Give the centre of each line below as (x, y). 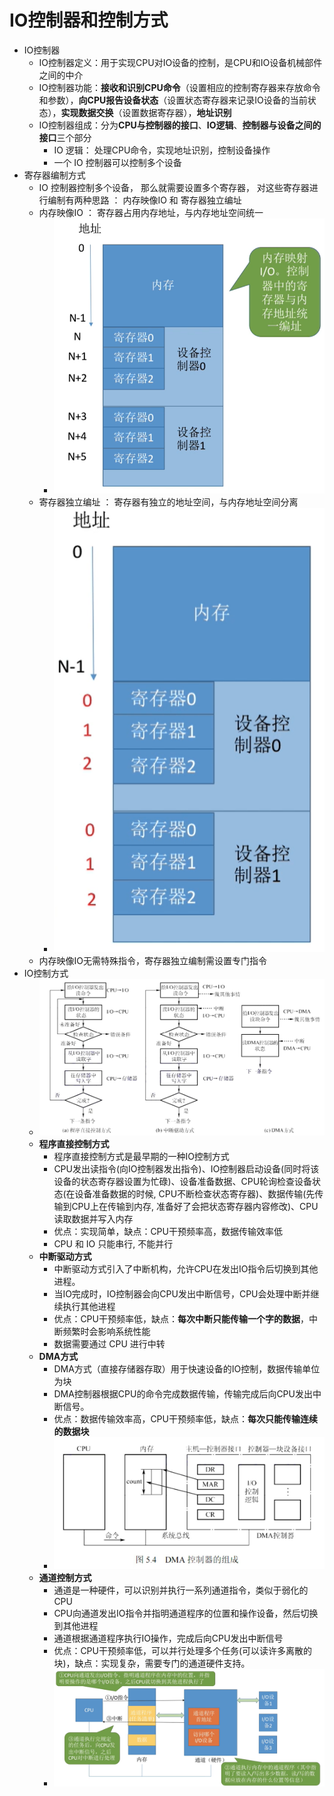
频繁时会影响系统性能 (106, 1332)
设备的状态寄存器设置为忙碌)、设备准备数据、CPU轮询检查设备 (183, 1182)
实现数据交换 (87, 112)
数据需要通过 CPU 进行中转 (109, 1344)
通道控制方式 (65, 1577)
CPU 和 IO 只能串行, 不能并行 (113, 1244)
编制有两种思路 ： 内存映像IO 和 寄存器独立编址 (144, 200)
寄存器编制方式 (54, 175)
